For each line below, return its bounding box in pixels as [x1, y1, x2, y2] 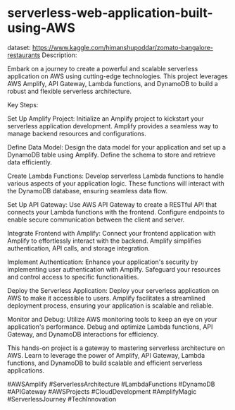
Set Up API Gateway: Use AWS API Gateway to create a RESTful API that [7, 200, 217, 209]
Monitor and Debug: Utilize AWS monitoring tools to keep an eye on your [7, 315, 217, 323]
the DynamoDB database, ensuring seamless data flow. [7, 186, 167, 195]
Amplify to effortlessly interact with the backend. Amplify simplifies [7, 236, 202, 245]
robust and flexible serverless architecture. [7, 87, 132, 95]
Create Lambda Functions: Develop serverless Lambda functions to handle [7, 171, 224, 180]
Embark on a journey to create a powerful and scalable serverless [7, 64, 198, 73]
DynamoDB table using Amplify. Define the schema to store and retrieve [7, 150, 216, 159]
